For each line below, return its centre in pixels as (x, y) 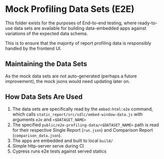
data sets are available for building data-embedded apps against (80, 28)
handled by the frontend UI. (33, 48)
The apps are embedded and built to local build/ (63, 141)
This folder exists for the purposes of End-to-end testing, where (71, 23)
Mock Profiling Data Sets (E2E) (70, 9)
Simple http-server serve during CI (48, 146)
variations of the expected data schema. (47, 33)
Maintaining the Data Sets (46, 64)
